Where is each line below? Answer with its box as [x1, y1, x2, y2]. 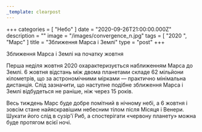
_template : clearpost [6, 8, 61, 15]
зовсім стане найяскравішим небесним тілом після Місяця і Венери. [6, 105, 184, 113]
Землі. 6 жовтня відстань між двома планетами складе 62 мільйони [6, 68, 184, 76]
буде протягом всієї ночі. [6, 119, 72, 126]
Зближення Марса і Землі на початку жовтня [6, 50, 124, 58]
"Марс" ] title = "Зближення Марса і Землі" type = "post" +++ [6, 38, 165, 45]
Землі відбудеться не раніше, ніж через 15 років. [6, 87, 133, 94]
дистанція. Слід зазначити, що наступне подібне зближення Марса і [6, 81, 183, 88]
